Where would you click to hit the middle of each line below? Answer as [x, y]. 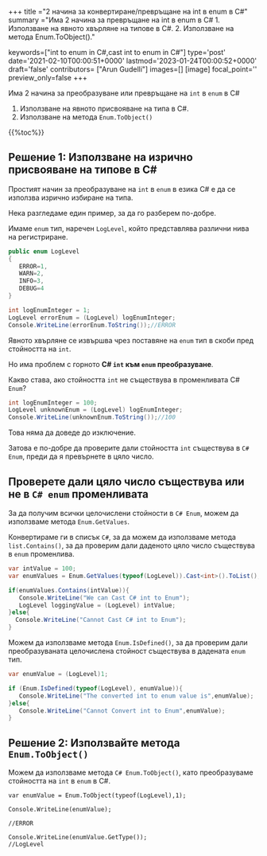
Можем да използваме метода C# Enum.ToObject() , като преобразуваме [131, 772]
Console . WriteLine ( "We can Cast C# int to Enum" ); [104, 598]
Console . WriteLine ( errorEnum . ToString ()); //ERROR [92, 325]
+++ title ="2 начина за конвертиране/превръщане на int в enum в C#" [128, 12]
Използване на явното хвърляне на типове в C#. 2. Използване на [121, 28]
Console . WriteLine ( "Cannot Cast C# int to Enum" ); [101, 620]
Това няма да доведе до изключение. [72, 432]
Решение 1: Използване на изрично [101, 157]
